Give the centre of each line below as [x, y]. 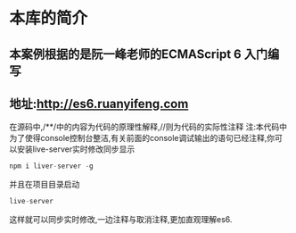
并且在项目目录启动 [45, 185]
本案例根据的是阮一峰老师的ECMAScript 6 [126, 54]
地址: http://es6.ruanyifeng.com [99, 104]
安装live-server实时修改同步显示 [76, 149]
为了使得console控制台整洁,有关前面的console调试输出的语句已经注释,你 [142, 138]
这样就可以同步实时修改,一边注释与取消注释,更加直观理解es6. [121, 220]
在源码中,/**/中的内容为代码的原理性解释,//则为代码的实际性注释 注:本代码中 [148, 127]
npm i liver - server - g [51, 166]
